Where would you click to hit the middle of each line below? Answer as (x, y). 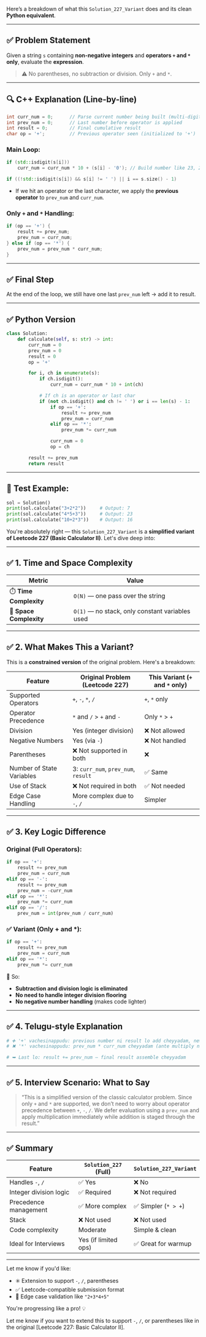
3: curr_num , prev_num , (104, 769)
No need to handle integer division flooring (71, 995)
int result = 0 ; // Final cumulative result (74, 128)
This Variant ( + (170, 677)
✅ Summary (30, 1148)
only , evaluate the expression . (45, 61)
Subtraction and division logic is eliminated (71, 988)
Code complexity (34, 1229)
